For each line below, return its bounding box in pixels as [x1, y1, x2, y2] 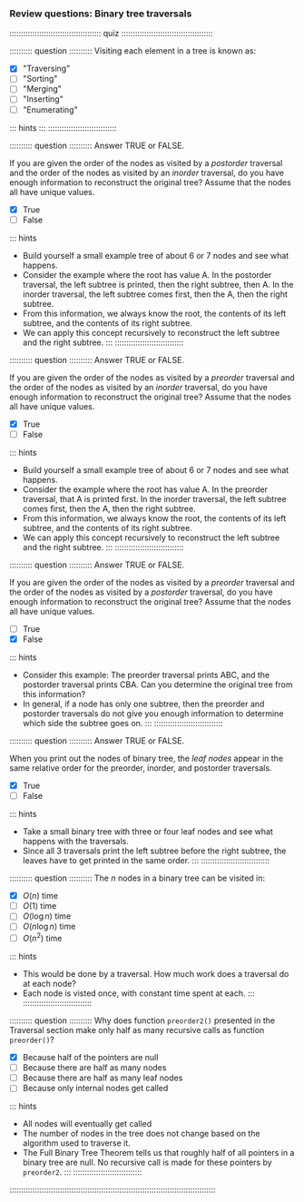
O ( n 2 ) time [22, 931, 63, 944]
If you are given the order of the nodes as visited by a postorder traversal [9, 157, 283, 168]
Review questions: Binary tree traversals [9, 7, 192, 20]
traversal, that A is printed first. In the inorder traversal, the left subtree [22, 493, 288, 504]
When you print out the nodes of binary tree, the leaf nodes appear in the [9, 753, 284, 764]
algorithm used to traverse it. [22, 1138, 132, 1148]
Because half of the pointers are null [22, 1052, 159, 1063]
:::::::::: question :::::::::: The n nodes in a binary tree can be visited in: [9, 872, 266, 883]
